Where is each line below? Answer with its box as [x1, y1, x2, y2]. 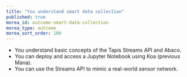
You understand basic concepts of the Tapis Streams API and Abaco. [14, 46, 182, 53]
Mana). [14, 59, 32, 66]
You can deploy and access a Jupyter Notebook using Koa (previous [14, 53, 181, 60]
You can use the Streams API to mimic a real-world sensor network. [14, 65, 179, 72]
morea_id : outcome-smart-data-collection [6, 19, 109, 25]
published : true [6, 14, 46, 20]
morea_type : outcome [6, 25, 57, 31]
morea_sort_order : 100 [6, 31, 62, 36]
